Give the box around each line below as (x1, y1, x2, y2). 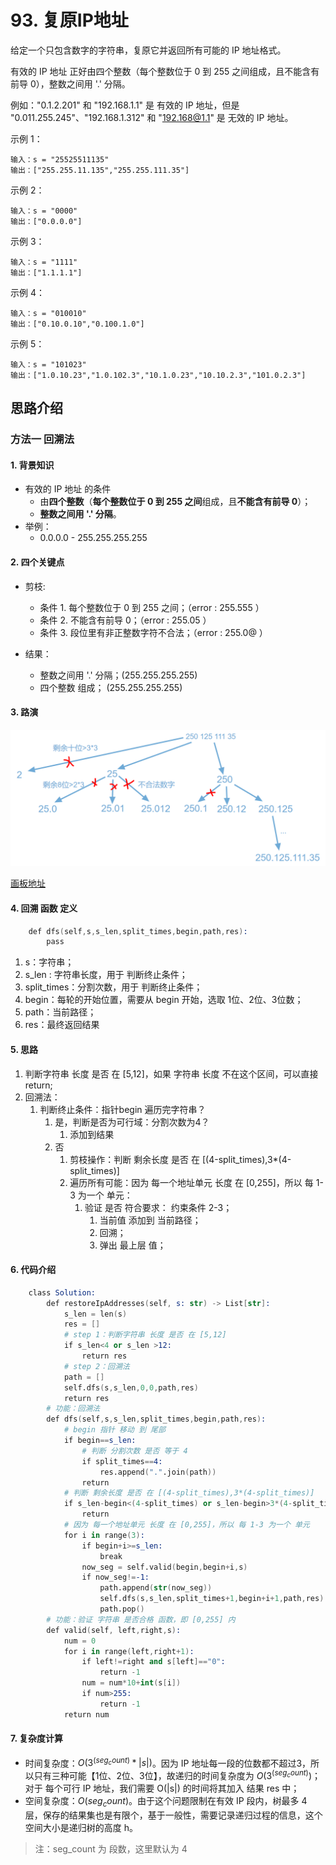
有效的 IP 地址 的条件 (24, 483, 112, 495)
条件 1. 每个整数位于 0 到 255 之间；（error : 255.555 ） (39, 601, 265, 613)
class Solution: (28, 1287, 97, 1298)
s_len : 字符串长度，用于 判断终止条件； (24, 969, 188, 981)
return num (63, 1709, 110, 1720)
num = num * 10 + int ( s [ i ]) (81, 1678, 182, 1688)
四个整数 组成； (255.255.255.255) (39, 681, 183, 693)
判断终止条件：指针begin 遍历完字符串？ (39, 1103, 207, 1115)
